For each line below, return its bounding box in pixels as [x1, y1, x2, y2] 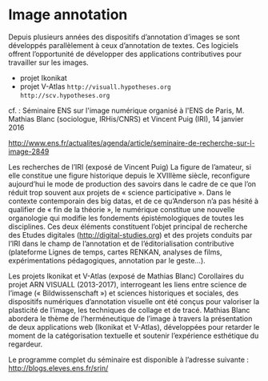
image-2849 [8, 146, 50, 156]
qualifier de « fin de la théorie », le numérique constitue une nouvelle [8, 204, 235, 214]
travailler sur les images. [8, 58, 90, 67]
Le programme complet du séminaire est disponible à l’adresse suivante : [8, 355, 250, 364]
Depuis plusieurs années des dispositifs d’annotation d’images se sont [8, 32, 240, 42]
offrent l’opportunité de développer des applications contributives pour [8, 49, 242, 58]
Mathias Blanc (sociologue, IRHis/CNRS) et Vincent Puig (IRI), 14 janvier [8, 114, 244, 123]
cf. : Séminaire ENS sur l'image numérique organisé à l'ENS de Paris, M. [8, 106, 245, 115]
